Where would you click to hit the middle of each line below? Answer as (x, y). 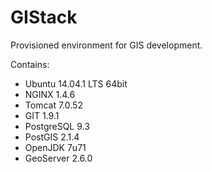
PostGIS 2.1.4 (52, 137)
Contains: (30, 64)
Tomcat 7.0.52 (53, 105)
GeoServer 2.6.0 (58, 158)
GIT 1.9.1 (42, 115)
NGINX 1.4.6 (50, 94)
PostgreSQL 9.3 (57, 126)
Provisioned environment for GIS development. (106, 45)
